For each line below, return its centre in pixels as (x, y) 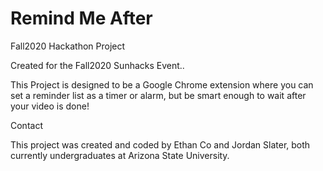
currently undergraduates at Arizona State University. (120, 155)
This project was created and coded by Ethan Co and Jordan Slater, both (160, 144)
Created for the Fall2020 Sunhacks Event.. (97, 65)
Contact (26, 125)
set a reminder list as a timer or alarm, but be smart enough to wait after (158, 95)
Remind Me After (81, 18)
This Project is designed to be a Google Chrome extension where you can (162, 84)
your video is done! (50, 106)
